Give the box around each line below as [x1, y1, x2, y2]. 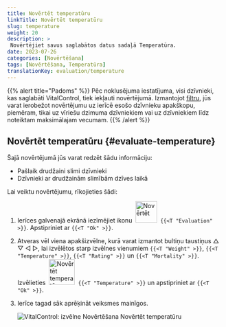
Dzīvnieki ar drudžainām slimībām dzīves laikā [16, 174, 148, 183]
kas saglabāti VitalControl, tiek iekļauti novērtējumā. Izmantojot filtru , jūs [7, 93, 212, 102]
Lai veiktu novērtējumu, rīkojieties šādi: [7, 188, 118, 196]
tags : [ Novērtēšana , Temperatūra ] [7, 61, 106, 68]
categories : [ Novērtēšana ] [7, 55, 84, 62]
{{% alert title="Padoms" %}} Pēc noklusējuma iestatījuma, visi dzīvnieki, [7, 87, 214, 95]
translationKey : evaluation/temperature [7, 67, 125, 74]
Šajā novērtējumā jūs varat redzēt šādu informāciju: [7, 154, 152, 162]
